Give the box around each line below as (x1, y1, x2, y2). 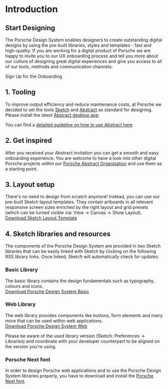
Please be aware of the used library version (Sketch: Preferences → (5, 333, 145, 339)
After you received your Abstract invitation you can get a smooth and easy (5, 149, 159, 155)
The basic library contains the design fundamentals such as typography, (5, 278, 155, 284)
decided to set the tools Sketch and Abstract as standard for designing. (5, 107, 153, 113)
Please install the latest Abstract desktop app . (5, 112, 100, 118)
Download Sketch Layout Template (5, 215, 77, 221)
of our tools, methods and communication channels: (5, 64, 113, 69)
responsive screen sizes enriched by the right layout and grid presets (5, 204, 149, 210)
